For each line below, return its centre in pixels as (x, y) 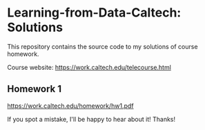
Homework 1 (35, 89)
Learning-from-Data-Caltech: (94, 13)
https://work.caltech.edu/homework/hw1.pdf (70, 106)
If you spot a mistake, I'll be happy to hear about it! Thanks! (91, 119)
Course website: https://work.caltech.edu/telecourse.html (89, 67)
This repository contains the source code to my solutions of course (102, 46)
